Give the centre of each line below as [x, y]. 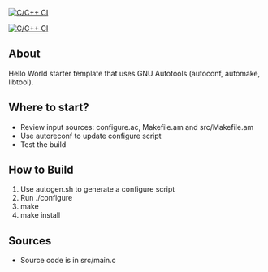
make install [40, 215]
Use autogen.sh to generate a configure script [97, 189]
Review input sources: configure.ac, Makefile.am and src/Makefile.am [137, 127]
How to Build [41, 170]
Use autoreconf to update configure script [91, 136]
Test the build [43, 144]
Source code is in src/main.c [68, 261]
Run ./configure [46, 198]
